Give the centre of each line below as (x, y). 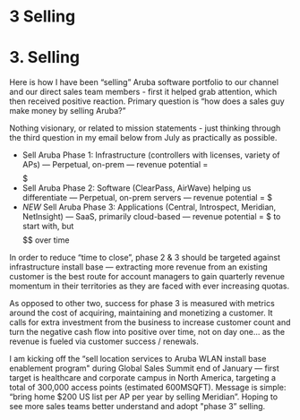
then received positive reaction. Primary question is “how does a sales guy (147, 101)
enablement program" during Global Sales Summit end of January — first (144, 368)
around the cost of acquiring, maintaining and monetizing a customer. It (141, 313)
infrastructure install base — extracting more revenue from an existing (139, 267)
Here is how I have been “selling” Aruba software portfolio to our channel (144, 82)
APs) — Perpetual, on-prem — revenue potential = (115, 165)
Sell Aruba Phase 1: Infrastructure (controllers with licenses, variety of (151, 155)
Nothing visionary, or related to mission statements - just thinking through (145, 128)
